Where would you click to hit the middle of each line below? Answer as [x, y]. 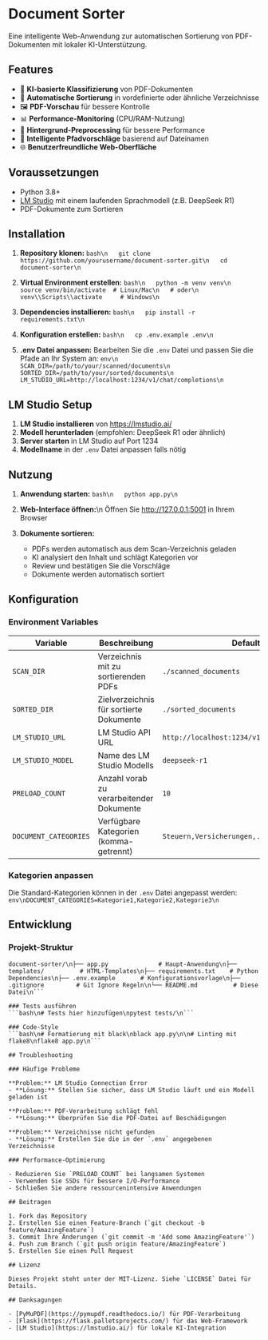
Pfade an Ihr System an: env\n [69, 359]
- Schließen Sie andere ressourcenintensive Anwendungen [105, 1188]
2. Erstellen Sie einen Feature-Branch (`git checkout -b [106, 1223]
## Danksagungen [35, 1300]
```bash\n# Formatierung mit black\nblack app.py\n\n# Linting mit [123, 1034]
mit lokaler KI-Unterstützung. [99, 44]
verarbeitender [126, 798]
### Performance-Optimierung [57, 1160]
